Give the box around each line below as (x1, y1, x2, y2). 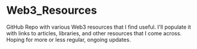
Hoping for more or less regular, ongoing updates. (6, 36, 132, 43)
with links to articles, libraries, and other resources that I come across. (6, 29, 182, 36)
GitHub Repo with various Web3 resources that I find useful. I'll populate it (6, 23, 191, 30)
